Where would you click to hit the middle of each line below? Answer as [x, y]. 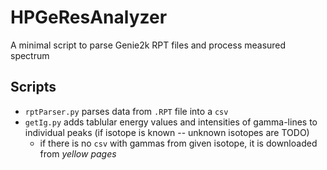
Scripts [33, 87]
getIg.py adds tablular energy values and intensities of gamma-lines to [171, 122]
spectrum [30, 55]
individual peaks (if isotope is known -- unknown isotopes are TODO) [167, 132]
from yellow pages [78, 153]
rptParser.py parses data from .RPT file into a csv [126, 111]
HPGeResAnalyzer [89, 17]
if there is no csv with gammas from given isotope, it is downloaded [178, 143]
